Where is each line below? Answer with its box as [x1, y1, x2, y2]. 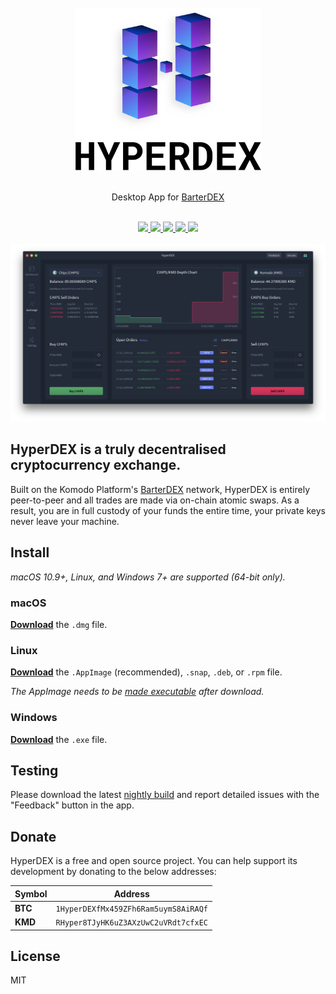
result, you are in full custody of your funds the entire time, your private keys [10, 504, 326, 516]
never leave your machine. [10, 515, 120, 527]
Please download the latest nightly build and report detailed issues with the [10, 789, 320, 801]
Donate [10, 828, 57, 845]
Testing [10, 762, 59, 779]
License [10, 948, 61, 965]
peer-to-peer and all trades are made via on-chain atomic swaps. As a [10, 494, 300, 506]
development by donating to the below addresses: [10, 866, 217, 878]
